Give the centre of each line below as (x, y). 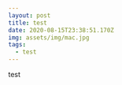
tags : (17, 45)
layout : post (30, 15)
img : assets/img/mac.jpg (49, 37)
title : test (28, 23)
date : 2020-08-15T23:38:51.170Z (61, 30)
